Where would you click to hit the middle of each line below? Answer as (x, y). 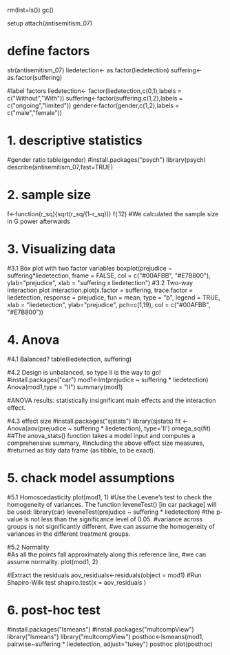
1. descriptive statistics (75, 141)
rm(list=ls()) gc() (30, 10)
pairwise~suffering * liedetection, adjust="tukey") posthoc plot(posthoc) (110, 644)
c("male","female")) (35, 112)
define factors (49, 51)
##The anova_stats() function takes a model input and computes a (101, 435)
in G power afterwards (39, 221)
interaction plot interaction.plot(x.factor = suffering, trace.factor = (100, 290)
